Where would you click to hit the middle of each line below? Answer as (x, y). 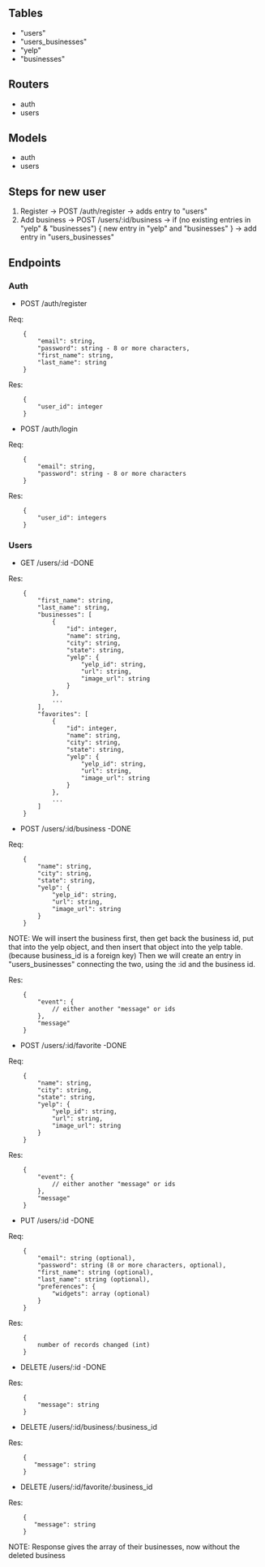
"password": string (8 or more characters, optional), (132, 1266)
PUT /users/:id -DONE (57, 1220)
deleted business (37, 1556)
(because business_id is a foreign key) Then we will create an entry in (125, 956)
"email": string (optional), (87, 1258)
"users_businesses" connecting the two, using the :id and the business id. (132, 965)
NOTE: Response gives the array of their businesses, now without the (124, 1547)
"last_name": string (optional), (94, 1280)
